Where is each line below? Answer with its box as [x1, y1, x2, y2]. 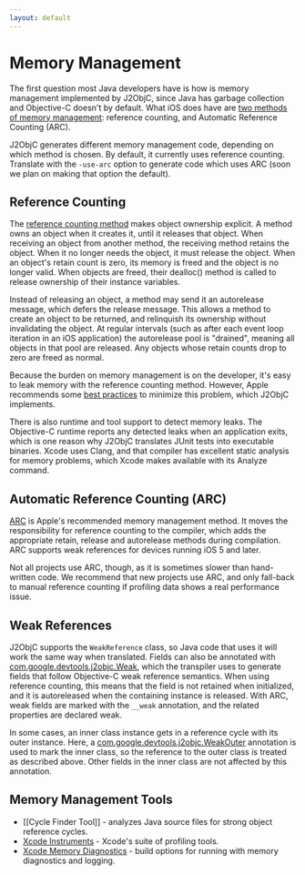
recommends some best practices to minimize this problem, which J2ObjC [9, 389, 290, 401]
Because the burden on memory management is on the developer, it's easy [9, 370, 291, 381]
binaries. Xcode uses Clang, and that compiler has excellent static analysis [9, 445, 290, 456]
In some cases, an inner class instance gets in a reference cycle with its [9, 727, 279, 738]
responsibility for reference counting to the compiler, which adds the [9, 525, 267, 536]
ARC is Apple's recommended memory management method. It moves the [9, 515, 289, 526]
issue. [9, 591, 32, 602]
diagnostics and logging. [22, 855, 116, 866]
